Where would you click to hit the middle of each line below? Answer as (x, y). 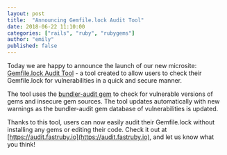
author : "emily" (31, 40)
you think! (22, 144)
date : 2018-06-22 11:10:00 (46, 26)
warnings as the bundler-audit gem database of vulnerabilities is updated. (113, 109)
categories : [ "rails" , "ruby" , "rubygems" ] (71, 33)
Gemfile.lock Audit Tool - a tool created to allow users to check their (104, 73)
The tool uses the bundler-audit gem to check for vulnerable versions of (110, 94)
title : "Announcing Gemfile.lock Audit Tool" (76, 20)
